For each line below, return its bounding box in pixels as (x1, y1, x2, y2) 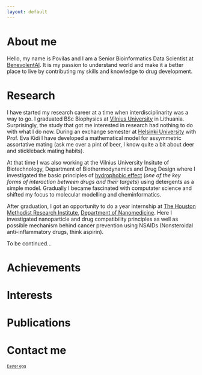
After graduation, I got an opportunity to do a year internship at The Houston (7, 203, 196, 210)
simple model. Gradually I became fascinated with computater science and (7, 184, 192, 192)
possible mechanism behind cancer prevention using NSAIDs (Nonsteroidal (7, 221, 194, 229)
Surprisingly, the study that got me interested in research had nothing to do (7, 121, 193, 128)
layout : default (7, 8, 47, 15)
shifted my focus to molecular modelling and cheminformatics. (7, 191, 162, 198)
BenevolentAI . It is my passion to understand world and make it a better (7, 61, 184, 68)
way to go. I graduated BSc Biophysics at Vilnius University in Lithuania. (7, 115, 185, 122)
